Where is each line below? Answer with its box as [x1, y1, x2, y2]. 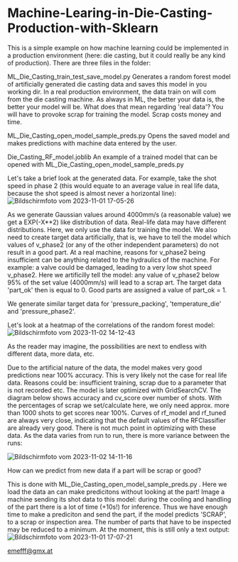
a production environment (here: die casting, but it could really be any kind [7, 51, 226, 60]
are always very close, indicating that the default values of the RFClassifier [7, 416, 226, 424]
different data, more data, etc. [7, 349, 94, 358]
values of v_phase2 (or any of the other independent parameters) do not [7, 240, 219, 249]
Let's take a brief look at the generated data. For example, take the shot [7, 174, 217, 182]
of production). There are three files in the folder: [7, 58, 151, 67]
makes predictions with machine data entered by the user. [7, 138, 178, 147]
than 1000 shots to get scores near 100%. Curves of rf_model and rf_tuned [7, 408, 226, 417]
